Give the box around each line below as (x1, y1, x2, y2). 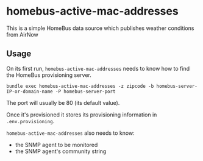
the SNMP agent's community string (15, 148, 107, 155)
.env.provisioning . (6, 117, 55, 124)
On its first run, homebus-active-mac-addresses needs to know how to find (6, 65, 190, 72)
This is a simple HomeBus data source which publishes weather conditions (6, 24, 194, 32)
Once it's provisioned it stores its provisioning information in (6, 111, 157, 118)
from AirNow (6, 30, 38, 38)
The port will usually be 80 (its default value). (6, 99, 120, 106)
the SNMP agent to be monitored (15, 141, 98, 148)
